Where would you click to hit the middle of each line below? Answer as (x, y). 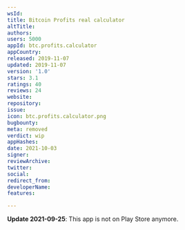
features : (21, 193)
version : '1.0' (29, 71)
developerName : (29, 187)
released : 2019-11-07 (38, 59)
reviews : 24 (24, 90)
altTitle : (21, 26)
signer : (18, 155)
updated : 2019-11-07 (37, 65)
